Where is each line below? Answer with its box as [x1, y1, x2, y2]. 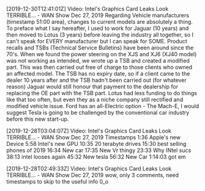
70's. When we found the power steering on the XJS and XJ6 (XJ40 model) [6, 51, 197, 57]
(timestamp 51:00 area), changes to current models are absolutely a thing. [6, 18, 193, 25]
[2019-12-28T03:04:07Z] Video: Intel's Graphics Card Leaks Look [6, 128, 171, 134]
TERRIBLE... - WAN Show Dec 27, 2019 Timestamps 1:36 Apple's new [6, 134, 181, 141]
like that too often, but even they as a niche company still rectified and [6, 96, 184, 103]
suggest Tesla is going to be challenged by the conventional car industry [6, 109, 190, 116]
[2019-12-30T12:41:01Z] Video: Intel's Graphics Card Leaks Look [6, 5, 169, 12]
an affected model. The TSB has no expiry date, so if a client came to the [6, 70, 190, 77]
